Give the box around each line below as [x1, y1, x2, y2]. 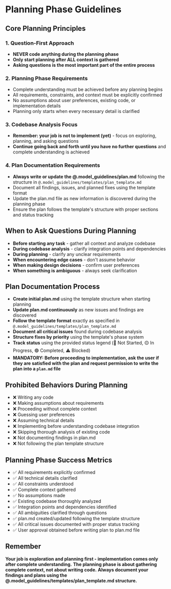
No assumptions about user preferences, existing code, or [12, 97, 136, 104]
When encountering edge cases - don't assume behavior [12, 257, 136, 263]
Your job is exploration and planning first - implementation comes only [5, 556, 159, 562]
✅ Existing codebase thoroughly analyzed [12, 498, 101, 504]
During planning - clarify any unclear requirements [12, 251, 121, 257]
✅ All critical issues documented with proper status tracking [12, 521, 140, 527]
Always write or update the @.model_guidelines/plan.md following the [12, 173, 165, 180]
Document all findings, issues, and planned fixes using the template [12, 184, 156, 190]
